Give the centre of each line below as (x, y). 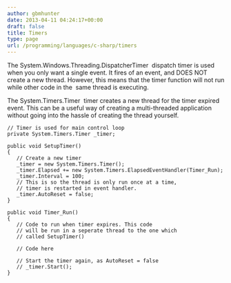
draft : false (26, 26)
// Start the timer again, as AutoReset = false (87, 261)
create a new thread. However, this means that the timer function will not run (116, 80)
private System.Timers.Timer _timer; (61, 134)
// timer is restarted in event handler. (77, 188)
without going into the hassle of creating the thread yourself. (93, 115)
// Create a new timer (49, 158)
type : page (23, 39)
